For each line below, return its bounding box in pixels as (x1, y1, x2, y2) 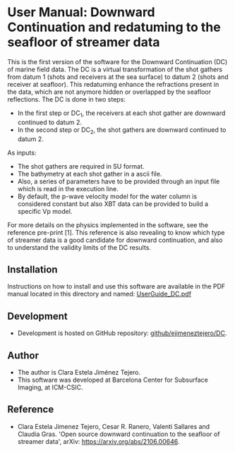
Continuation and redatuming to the (7, 19, 221, 35)
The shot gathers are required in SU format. (17, 162, 145, 170)
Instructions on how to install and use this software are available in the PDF (7, 282, 226, 291)
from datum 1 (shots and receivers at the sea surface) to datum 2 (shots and (7, 72, 229, 81)
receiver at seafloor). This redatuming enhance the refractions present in (7, 80, 219, 88)
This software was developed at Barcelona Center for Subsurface (17, 375, 208, 384)
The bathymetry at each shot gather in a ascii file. (17, 169, 162, 178)
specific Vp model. (17, 207, 73, 215)
